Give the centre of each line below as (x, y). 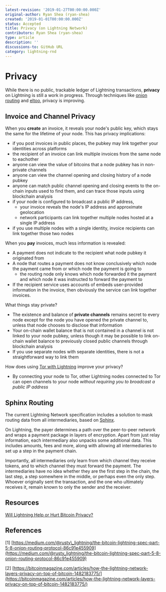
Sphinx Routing (29, 403)
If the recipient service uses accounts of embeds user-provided (78, 285)
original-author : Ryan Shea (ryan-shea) (48, 14)
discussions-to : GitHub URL (34, 47)
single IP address (38, 223)
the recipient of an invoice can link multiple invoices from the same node (86, 154)
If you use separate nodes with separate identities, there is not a (78, 352)
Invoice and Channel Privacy (50, 116)
